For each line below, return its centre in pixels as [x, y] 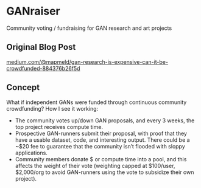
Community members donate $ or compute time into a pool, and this [101, 159]
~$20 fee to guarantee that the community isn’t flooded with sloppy [100, 146]
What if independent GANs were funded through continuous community [97, 102]
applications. [31, 153]
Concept [23, 87]
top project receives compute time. [59, 127]
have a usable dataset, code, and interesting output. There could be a [102, 140]
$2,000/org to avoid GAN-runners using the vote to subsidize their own [104, 172]
